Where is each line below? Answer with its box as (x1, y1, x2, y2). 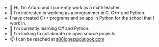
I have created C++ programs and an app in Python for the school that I (9, 15, 155, 21)
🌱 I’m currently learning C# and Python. (9, 25, 90, 31)
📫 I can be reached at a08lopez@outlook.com (9, 36, 105, 42)
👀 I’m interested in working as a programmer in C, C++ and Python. (9, 10, 146, 16)
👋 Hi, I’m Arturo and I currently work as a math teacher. (9, 5, 121, 10)
